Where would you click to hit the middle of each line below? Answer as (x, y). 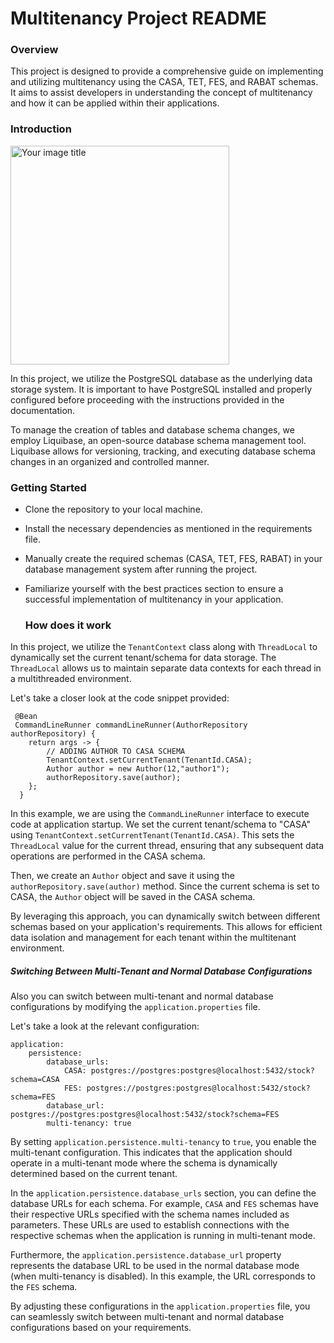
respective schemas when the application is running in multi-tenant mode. (163, 1236)
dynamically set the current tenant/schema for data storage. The (143, 658)
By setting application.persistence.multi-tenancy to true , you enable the (163, 1142)
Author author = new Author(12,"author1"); (138, 769)
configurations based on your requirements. (101, 1328)
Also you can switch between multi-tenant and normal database (142, 996)
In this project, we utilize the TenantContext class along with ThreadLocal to (164, 647)
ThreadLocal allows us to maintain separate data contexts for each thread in (166, 668)
